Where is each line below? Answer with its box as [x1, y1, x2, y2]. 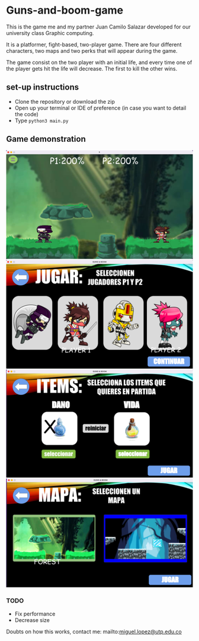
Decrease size [14, 616, 50, 623]
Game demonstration [6, 134, 86, 144]
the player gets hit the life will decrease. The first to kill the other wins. [6, 65, 178, 72]
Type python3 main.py [14, 117, 69, 124]
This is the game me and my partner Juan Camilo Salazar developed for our [6, 23, 191, 30]
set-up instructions [6, 82, 79, 93]
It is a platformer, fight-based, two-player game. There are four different [6, 41, 182, 48]
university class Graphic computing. [6, 29, 94, 36]
